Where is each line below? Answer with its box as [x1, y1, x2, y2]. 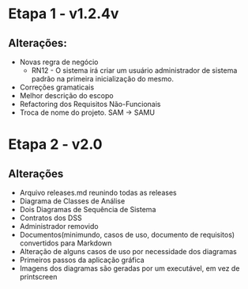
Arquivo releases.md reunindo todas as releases [19, 188, 177, 197]
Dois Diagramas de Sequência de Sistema [19, 205, 156, 214]
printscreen [19, 272, 58, 281]
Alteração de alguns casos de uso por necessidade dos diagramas [19, 247, 237, 256]
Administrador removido [19, 222, 99, 230]
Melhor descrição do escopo [19, 91, 114, 100]
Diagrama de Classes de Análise [19, 196, 126, 206]
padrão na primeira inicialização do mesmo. [31, 74, 174, 83]
